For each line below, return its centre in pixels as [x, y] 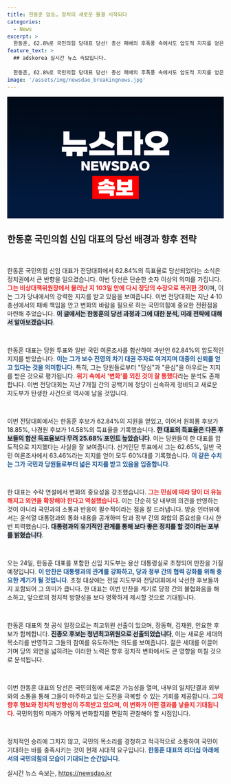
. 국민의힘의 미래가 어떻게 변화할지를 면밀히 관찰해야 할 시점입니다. [101, 713]
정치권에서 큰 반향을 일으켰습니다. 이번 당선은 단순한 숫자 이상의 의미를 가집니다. [114, 279]
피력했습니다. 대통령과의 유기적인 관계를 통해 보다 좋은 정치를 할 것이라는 [110, 526]
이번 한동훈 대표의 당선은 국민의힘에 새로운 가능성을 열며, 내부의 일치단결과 [107, 687]
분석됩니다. [29, 660]
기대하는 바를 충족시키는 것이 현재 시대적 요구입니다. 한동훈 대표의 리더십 [104, 750]
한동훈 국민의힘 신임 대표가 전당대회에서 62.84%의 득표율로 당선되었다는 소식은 [114, 270]
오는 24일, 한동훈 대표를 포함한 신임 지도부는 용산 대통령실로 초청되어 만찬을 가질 [115, 563]
